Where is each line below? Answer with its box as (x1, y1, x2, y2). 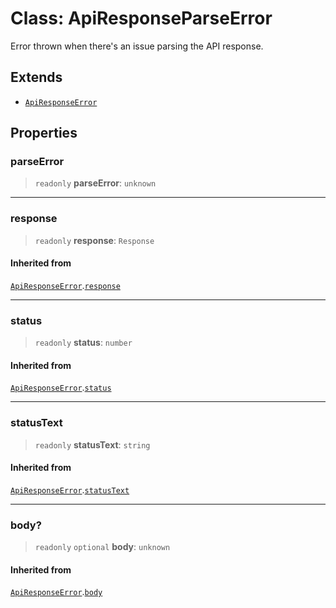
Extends (10, 69, 63, 86)
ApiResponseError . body (10, 586, 103, 598)
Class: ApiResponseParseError (10, 7, 273, 30)
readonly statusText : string (34, 438, 151, 451)
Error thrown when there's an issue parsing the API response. (10, 40, 264, 52)
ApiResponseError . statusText (10, 483, 130, 496)
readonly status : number (34, 337, 133, 349)
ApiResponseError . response (10, 279, 121, 291)
